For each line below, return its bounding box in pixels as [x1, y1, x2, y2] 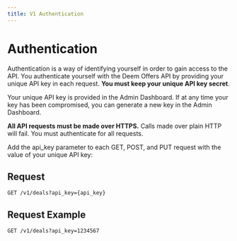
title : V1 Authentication [7, 10, 83, 18]
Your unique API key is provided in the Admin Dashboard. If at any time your [7, 93, 229, 101]
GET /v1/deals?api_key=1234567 [7, 228, 100, 235]
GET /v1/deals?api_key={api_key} [7, 189, 106, 196]
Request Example [7, 208, 86, 221]
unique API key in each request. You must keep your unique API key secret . [7, 79, 230, 88]
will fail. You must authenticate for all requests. [7, 129, 144, 138]
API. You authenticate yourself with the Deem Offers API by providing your [7, 71, 224, 80]
